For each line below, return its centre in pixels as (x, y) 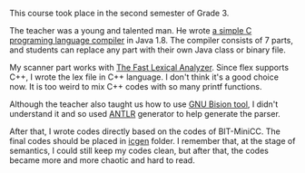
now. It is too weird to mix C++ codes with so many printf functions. (136, 86)
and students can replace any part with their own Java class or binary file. (148, 50)
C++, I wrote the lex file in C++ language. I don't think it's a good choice (144, 77)
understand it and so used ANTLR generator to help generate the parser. (145, 114)
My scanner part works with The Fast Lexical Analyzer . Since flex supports (149, 67)
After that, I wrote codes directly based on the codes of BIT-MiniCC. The (145, 131)
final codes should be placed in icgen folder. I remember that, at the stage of (152, 141)
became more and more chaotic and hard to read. (102, 160)
